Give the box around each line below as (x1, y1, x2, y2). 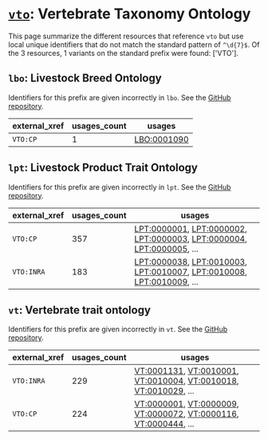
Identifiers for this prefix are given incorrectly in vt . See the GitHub (8, 325, 228, 334)
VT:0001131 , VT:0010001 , (134, 366, 239, 377)
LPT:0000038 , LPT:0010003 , (134, 256, 247, 267)
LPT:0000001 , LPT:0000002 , (134, 223, 247, 234)
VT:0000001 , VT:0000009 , (134, 398, 239, 410)
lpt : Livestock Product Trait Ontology (8, 161, 198, 174)
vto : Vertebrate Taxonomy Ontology (8, 5, 251, 23)
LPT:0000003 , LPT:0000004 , (134, 233, 247, 244)
